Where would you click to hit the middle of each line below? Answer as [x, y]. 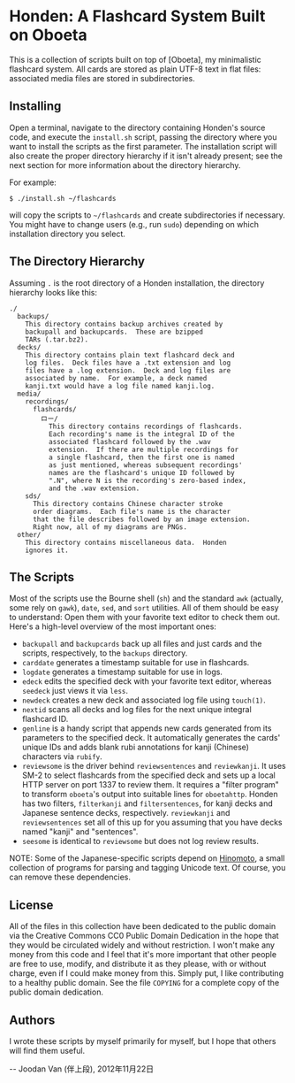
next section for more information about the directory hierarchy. [125, 165]
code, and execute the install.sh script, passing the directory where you [143, 137]
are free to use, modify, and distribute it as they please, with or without [138, 964]
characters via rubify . [62, 757]
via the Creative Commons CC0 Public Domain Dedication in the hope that [144, 936]
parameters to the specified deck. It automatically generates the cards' [151, 738]
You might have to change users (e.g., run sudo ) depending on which [134, 224]
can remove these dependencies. [70, 877]
